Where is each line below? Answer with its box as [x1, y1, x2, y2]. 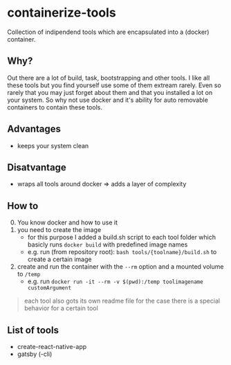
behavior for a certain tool [24, 304, 98, 312]
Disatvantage [7, 161, 67, 173]
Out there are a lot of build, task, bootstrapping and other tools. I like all [7, 73, 210, 82]
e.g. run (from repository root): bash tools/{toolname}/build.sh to [27, 248, 217, 256]
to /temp [17, 270, 41, 278]
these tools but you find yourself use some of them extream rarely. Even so [7, 81, 221, 89]
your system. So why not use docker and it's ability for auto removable [7, 96, 209, 104]
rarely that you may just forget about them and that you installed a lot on [7, 88, 213, 96]
